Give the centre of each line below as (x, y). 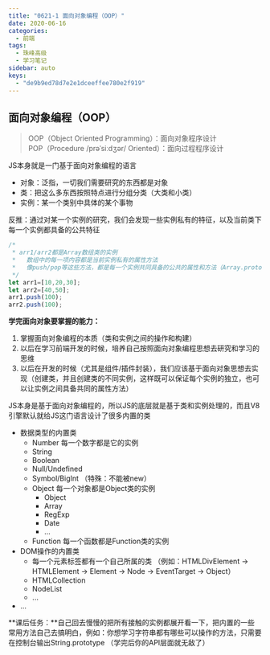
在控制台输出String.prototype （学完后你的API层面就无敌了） (109, 643)
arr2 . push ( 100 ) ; (35, 305)
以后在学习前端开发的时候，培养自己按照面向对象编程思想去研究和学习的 (139, 348)
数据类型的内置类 (48, 433)
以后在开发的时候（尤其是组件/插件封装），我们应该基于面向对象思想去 (135, 368)
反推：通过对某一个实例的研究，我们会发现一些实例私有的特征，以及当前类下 (135, 220)
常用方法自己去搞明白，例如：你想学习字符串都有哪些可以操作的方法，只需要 (135, 632)
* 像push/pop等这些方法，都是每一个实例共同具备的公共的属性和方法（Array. (128, 267)
